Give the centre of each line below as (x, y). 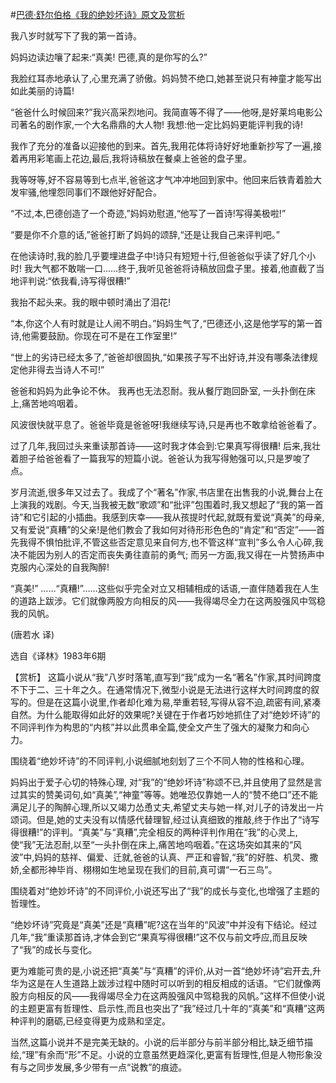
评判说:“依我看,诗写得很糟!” (74, 281)
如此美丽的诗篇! (42, 91)
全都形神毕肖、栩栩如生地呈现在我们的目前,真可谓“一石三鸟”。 (149, 869)
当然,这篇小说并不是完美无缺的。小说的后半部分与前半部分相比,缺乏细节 (157, 1042)
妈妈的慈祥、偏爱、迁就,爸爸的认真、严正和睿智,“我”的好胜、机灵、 (172, 857)
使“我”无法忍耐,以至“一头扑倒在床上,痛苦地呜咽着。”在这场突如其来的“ (151, 844)
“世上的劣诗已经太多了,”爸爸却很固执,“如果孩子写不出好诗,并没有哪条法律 (160, 357)
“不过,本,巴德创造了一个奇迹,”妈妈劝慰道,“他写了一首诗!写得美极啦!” (148, 213)
